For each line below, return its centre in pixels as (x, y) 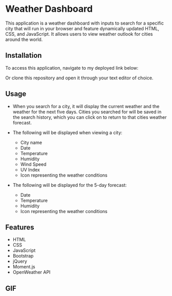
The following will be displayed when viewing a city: (68, 132)
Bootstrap (23, 256)
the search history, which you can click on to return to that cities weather (90, 117)
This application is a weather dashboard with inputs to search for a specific (84, 23)
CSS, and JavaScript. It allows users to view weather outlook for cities (79, 34)
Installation (24, 56)
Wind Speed (34, 164)
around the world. (24, 39)
